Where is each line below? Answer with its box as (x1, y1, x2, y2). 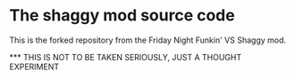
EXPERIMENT (9, 61, 60, 72)
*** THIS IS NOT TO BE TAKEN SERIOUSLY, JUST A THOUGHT (9, 51, 242, 62)
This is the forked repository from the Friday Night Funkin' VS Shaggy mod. (9, 35, 287, 45)
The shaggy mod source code (9, 5, 235, 26)
